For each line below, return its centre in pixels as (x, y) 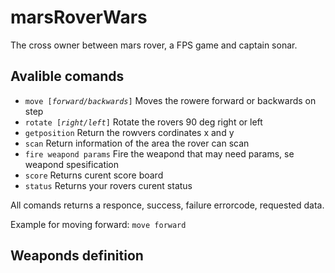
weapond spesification (72, 164)
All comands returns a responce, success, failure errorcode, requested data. (167, 205)
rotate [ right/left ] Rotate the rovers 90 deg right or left (143, 122)
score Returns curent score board (94, 175)
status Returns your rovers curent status (108, 185)
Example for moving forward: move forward (98, 224)
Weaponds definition (77, 256)
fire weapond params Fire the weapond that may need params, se (159, 153)
